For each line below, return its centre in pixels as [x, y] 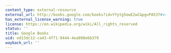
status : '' [17, 29]
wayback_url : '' [22, 43]
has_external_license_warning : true [44, 19]
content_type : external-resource [41, 10]
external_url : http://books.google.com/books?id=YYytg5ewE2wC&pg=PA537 [83, 15]
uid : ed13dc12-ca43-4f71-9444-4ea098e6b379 [52, 38]
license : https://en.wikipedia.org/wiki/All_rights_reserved [72, 24]
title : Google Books [27, 33]
